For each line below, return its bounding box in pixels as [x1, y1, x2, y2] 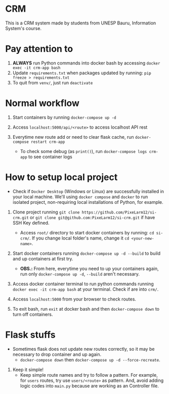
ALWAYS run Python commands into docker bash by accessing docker [12, 59, 160, 66]
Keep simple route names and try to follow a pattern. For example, [20, 372, 158, 378]
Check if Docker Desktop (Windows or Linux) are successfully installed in [12, 188, 164, 194]
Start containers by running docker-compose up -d [12, 114, 116, 120]
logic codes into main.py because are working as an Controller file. [20, 382, 159, 389]
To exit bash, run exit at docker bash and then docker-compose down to [12, 306, 159, 312]
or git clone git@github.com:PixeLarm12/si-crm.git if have [29, 214, 155, 220]
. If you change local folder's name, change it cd [29, 235, 130, 241]
